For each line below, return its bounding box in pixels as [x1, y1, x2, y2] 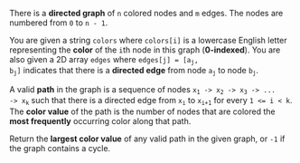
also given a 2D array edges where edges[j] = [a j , [9, 54, 199, 66]
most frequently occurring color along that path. [9, 115, 192, 126]
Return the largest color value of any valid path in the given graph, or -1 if [9, 133, 286, 144]
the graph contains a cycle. [9, 142, 111, 153]
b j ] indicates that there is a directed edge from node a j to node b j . [9, 65, 259, 77]
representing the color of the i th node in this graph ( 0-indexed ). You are [9, 44, 281, 55]
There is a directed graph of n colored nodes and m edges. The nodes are [9, 8, 284, 18]
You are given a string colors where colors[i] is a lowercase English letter [9, 35, 287, 45]
